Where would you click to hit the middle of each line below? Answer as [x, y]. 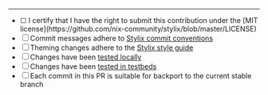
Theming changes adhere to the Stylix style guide [112, 47]
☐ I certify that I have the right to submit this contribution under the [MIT [139, 20]
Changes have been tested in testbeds [93, 66]
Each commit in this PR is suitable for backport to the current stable [141, 76]
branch [32, 84]
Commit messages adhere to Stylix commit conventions [122, 38]
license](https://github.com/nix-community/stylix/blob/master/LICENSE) [138, 29]
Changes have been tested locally [86, 57]
